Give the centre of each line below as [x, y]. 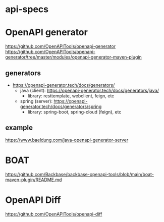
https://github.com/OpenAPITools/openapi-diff [54, 214]
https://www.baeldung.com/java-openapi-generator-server [67, 140]
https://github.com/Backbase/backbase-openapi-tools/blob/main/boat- [79, 174]
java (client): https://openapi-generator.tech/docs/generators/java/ [89, 90]
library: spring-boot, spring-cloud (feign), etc [74, 112]
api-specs [27, 9]
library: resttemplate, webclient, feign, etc [71, 96]
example [19, 128]
